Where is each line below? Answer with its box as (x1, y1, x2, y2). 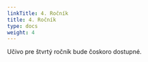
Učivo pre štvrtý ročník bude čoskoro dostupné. (7, 48, 142, 56)
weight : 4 (7, 29, 35, 36)
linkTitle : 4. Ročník (7, 10, 69, 17)
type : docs (7, 22, 38, 29)
